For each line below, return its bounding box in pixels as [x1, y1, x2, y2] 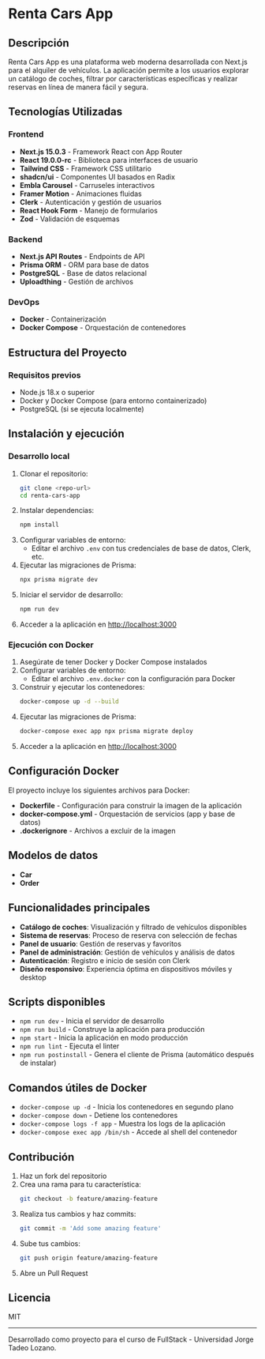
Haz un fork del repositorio [19, 1171, 107, 1180]
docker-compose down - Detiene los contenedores [19, 1111, 178, 1120]
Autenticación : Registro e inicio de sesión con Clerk [19, 955, 191, 965]
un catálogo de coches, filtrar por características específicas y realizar [8, 74, 238, 83]
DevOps [8, 296, 40, 307]
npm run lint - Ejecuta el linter [19, 1041, 120, 1051]
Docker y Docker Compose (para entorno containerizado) [19, 396, 207, 405]
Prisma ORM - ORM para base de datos [19, 260, 150, 269]
